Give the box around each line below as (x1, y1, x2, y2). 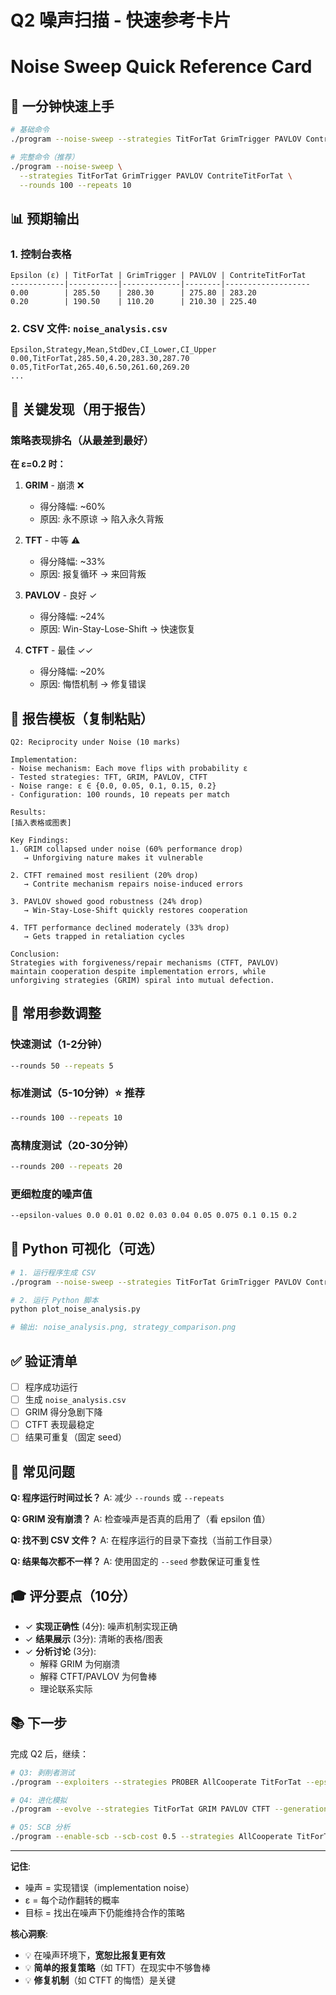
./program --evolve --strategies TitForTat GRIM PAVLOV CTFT (10, 1804, 271, 1815)
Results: (10, 807, 47, 817)
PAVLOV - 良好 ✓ (24, 589, 98, 601)
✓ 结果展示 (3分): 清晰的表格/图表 (24, 1632, 163, 1645)
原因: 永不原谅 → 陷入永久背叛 (39, 513, 164, 525)
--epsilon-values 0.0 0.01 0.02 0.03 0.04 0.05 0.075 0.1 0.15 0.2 (10, 1211, 298, 1221)
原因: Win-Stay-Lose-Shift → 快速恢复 (39, 623, 196, 635)
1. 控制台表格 (10, 247, 72, 261)
